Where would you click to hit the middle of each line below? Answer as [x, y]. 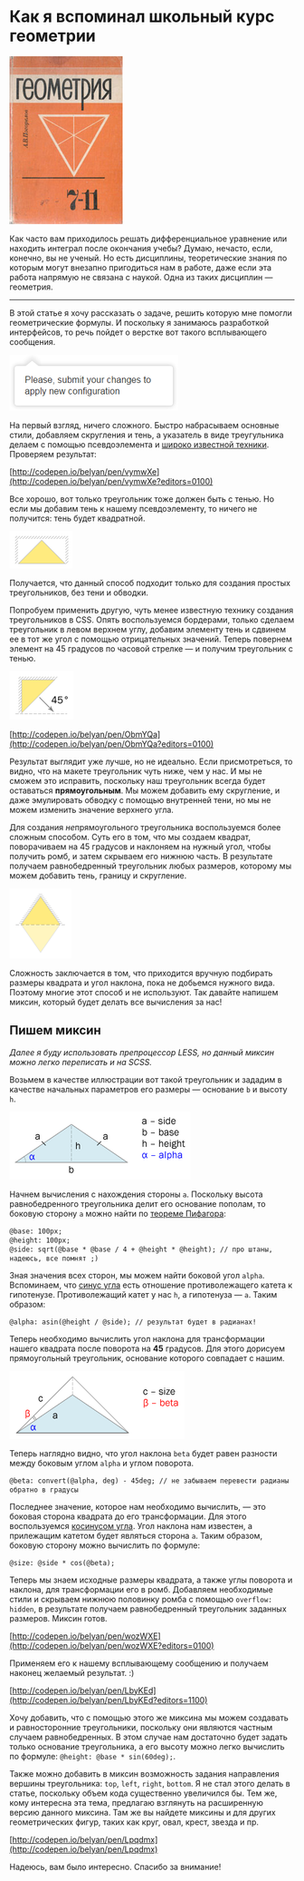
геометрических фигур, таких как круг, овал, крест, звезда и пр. [134, 1822]
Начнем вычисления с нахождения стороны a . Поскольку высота [137, 1194]
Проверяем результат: [53, 454]
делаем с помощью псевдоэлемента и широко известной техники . [139, 444]
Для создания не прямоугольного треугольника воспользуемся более [145, 827]
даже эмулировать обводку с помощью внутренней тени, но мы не [140, 799]
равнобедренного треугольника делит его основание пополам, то [138, 1203]
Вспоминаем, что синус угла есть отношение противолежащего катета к [151, 1285]
